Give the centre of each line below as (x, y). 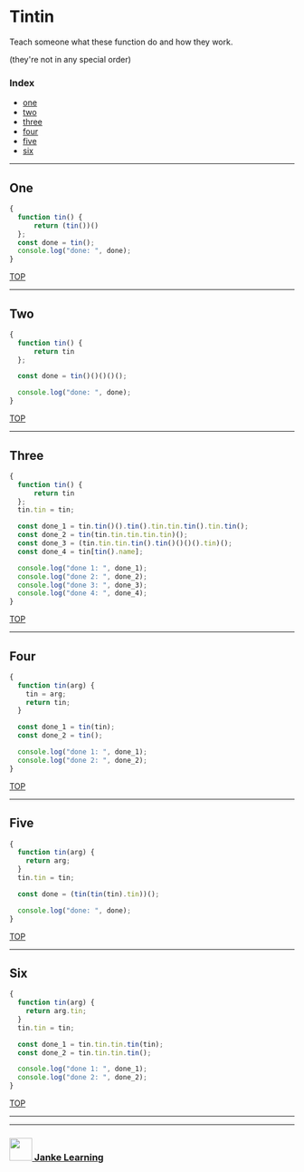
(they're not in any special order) (70, 59)
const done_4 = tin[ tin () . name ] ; (81, 552)
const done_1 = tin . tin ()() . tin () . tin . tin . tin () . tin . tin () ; (133, 527)
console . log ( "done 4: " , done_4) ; (82, 593)
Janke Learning (69, 1157)
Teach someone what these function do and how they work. (121, 42)
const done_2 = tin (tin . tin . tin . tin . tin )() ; (103, 535)
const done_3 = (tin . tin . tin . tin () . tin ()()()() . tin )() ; (125, 543)
